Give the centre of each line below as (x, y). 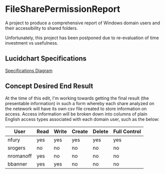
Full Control (127, 131)
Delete (101, 131)
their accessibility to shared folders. (41, 28)
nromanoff (20, 156)
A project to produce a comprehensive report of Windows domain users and (83, 23)
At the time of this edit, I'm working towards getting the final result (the (77, 98)
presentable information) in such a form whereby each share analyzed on (80, 103)
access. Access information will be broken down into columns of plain (76, 114)
